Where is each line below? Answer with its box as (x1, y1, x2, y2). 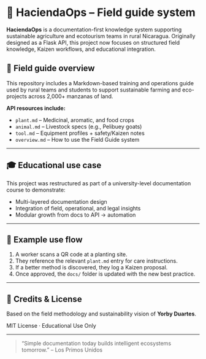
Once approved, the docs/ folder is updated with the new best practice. (15, 270, 196, 278)
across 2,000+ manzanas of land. (28, 92, 113, 100)
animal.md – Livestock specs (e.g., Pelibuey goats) (15, 123, 142, 130)
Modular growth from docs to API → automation (15, 211, 136, 218)
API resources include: (6, 104, 66, 112)
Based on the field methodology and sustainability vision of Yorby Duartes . (6, 310, 197, 318)
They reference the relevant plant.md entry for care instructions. (15, 257, 178, 264)
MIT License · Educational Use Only (6, 322, 96, 330)
